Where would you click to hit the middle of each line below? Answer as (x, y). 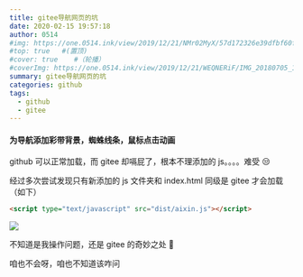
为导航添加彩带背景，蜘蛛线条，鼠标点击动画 (92, 140)
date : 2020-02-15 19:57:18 (60, 26)
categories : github (46, 85)
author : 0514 (34, 34)
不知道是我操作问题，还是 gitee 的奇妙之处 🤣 (92, 245)
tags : (19, 93)
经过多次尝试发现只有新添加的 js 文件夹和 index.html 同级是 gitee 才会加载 (147, 180)
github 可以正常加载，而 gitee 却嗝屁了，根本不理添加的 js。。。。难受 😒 (140, 162)
